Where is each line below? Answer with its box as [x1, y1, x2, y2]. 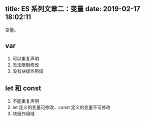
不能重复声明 [12, 98, 39, 104]
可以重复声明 [12, 55, 39, 61]
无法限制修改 [12, 61, 39, 67]
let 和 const [5, 84, 41, 92]
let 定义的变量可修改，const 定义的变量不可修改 [12, 104, 111, 110]
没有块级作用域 [12, 68, 43, 74]
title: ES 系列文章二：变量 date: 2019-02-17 [5, 4, 140, 13]
